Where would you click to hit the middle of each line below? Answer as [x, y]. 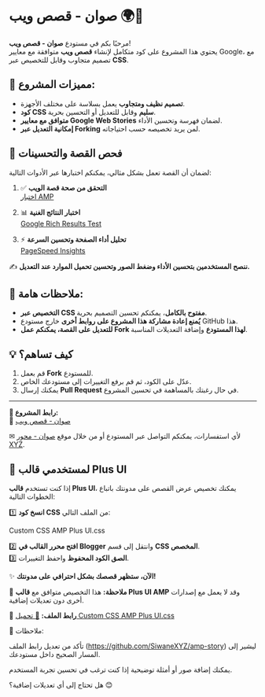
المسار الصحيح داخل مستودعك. [55, 654]
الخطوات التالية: [32, 496]
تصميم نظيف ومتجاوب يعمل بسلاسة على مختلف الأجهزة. [103, 103]
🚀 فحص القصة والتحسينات [66, 154]
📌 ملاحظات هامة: [46, 294]
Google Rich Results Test [61, 223]
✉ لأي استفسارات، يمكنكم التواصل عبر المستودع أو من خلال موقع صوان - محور [125, 436]
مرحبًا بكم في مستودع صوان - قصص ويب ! [70, 43]
